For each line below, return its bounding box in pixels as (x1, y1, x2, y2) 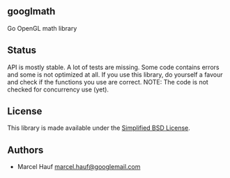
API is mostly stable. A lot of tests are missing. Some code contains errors (7, 63, 220, 71)
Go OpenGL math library (7, 24, 77, 32)
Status (7, 45, 37, 57)
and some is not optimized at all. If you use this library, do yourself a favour (7, 70, 223, 79)
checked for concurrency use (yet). (7, 85, 109, 94)
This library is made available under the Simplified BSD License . (7, 124, 190, 132)
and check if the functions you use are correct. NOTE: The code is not (7, 77, 209, 86)
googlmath (7, 6, 56, 17)
